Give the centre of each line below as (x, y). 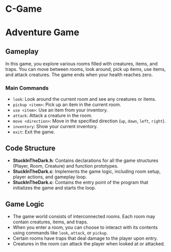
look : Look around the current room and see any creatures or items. (84, 99)
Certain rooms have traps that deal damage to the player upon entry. (85, 238)
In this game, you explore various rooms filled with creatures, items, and (82, 64)
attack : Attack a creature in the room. (52, 116)
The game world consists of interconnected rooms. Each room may (84, 217)
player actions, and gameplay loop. (50, 177)
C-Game (24, 9)
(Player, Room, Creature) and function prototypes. (65, 166)
